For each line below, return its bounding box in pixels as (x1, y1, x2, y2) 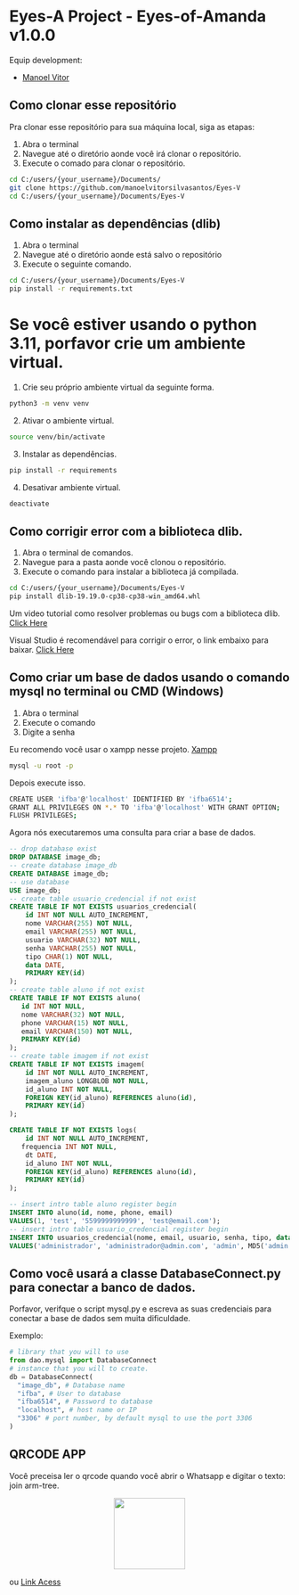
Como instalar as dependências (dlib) (9, 216, 221, 231)
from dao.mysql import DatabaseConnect (9, 1356, 158, 1365)
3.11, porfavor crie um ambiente (9, 333, 246, 354)
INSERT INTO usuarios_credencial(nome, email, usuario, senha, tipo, (9, 1233, 273, 1242)
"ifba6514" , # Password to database (17, 1397, 153, 1406)
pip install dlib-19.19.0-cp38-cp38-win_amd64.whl (9, 592, 201, 601)
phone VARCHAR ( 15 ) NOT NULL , (20, 1018, 129, 1027)
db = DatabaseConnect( (9, 1372, 93, 1381)
